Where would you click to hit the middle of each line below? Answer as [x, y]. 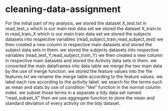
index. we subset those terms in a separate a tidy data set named [73, 92]
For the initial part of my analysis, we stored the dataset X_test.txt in [76, 23]
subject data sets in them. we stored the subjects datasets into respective [82, 50]
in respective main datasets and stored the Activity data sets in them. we [81, 60]
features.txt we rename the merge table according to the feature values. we [84, 76]
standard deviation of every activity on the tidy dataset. [63, 103]
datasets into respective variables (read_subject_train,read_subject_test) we [84, 39]
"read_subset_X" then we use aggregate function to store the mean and [80, 98]
